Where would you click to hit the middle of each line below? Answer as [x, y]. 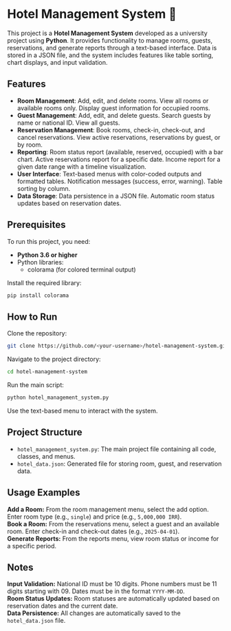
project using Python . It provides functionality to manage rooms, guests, [110, 40]
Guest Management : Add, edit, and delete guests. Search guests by [114, 115]
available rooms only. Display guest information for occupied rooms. [114, 108]
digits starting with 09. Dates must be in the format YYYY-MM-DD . [96, 591]
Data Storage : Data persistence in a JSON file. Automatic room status [116, 196]
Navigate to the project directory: [54, 359]
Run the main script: [35, 385]
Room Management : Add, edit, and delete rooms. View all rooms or [113, 101]
